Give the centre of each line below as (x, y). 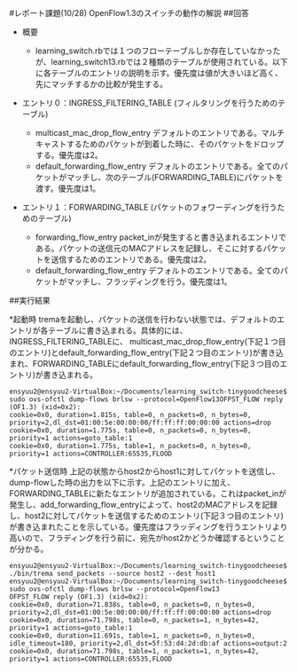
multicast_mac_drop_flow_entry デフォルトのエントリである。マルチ (160, 133)
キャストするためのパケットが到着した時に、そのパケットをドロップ (160, 144)
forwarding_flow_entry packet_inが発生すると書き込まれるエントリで (160, 237)
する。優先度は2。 (69, 155)
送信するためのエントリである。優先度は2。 (131, 259)
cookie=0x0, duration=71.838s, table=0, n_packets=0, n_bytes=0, (132, 605)
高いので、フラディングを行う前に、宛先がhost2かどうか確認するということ (147, 538)
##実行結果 (30, 300)
